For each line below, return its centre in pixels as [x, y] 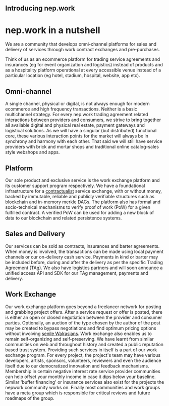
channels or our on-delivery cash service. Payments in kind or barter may [82, 257]
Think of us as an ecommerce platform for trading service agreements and [83, 59]
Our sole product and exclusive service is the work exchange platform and [82, 180]
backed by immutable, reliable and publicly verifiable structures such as [80, 196]
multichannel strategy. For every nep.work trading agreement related [77, 115]
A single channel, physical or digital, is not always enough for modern [77, 104]
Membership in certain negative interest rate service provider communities [83, 371]
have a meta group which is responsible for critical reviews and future [78, 393]
